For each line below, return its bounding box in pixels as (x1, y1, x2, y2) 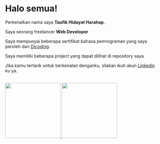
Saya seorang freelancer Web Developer (5, 29, 89, 34)
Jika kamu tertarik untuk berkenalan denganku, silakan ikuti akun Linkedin (5, 62, 155, 68)
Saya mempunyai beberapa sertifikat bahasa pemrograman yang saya (5, 38, 148, 44)
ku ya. (5, 67, 18, 74)
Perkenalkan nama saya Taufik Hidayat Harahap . (5, 19, 105, 25)
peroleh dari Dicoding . (5, 43, 50, 49)
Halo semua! (5, 3, 58, 14)
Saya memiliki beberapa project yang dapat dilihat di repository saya (5, 53, 144, 59)
